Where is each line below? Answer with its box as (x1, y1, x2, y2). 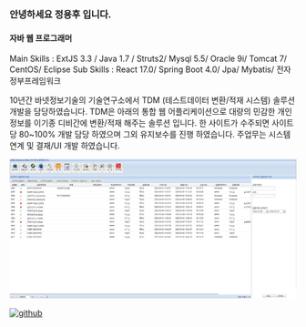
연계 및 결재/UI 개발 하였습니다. (9, 140, 120, 151)
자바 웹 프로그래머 (9, 32, 73, 43)
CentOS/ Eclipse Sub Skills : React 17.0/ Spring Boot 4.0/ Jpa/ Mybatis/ (9, 64, 275, 75)
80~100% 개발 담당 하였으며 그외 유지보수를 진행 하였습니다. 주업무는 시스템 (18, 129, 291, 140)
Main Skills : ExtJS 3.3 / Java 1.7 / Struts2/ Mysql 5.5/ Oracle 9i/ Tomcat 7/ (9, 53, 288, 65)
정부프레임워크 (9, 76, 62, 87)
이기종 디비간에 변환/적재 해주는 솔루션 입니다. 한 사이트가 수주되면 (33, 118, 270, 128)
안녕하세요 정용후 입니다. (9, 7, 112, 20)
